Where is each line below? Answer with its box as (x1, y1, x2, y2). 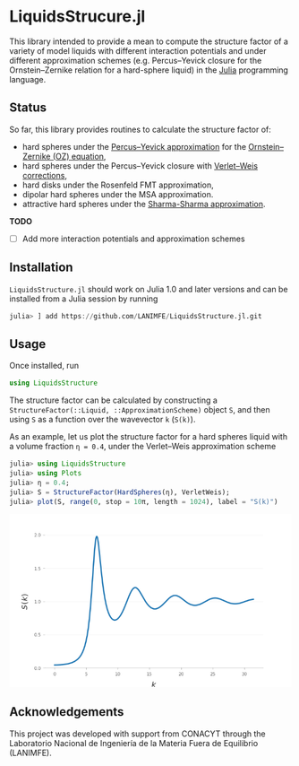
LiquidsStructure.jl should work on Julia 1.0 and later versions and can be (9, 283, 288, 294)
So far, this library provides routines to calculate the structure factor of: (9, 124, 271, 135)
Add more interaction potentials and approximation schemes (21, 233, 245, 244)
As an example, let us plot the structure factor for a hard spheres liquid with (9, 431, 288, 442)
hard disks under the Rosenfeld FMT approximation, (21, 179, 214, 190)
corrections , (21, 170, 67, 180)
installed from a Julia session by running (9, 293, 158, 304)
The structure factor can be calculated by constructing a (9, 395, 218, 405)
